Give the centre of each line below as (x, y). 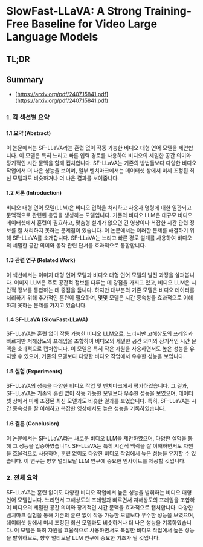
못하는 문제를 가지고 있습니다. (52, 305)
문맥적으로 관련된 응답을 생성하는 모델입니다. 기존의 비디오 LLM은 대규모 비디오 (99, 215)
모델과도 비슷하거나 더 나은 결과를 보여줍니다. (66, 178)
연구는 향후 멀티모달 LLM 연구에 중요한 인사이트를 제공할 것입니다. (108, 460)
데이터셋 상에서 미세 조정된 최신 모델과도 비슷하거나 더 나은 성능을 (84, 522)
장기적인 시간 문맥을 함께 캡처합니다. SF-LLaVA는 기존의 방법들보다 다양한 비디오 (101, 163)
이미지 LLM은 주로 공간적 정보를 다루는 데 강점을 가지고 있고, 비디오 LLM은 (102, 282)
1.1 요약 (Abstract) (29, 133)
